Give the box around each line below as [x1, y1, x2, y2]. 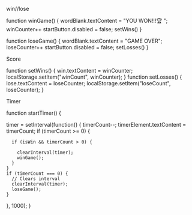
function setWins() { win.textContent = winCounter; [6, 67, 133, 74]
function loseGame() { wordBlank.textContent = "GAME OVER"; [6, 37, 163, 44]
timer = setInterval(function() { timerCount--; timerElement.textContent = [6, 121, 187, 128]
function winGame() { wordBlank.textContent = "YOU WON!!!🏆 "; [6, 17, 168, 24]
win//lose [6, 5, 29, 12]
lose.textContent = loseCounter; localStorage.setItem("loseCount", [6, 80, 171, 86]
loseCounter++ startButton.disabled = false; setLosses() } [6, 44, 149, 50]
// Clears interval [11, 176, 61, 182]
